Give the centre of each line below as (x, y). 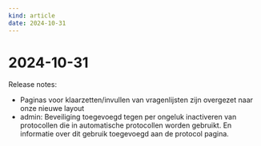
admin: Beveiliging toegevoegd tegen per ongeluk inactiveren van (128, 117)
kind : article (32, 16)
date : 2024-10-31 (37, 23)
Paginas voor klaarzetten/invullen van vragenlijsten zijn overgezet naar (137, 100)
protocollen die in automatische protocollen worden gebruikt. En (126, 125)
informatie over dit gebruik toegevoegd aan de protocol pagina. (124, 134)
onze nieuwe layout (52, 109)
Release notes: (33, 85)
